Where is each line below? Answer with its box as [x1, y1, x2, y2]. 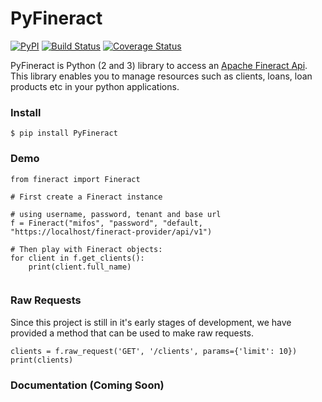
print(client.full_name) [28, 262, 132, 272]
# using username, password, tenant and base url [10, 209, 222, 219]
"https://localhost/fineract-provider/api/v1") [10, 227, 213, 237]
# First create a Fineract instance [10, 192, 163, 202]
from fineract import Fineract [10, 174, 141, 184]
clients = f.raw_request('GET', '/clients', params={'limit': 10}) [10, 346, 298, 356]
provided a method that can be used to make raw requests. [10, 327, 255, 339]
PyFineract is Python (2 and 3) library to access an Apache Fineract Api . [10, 59, 308, 71]
